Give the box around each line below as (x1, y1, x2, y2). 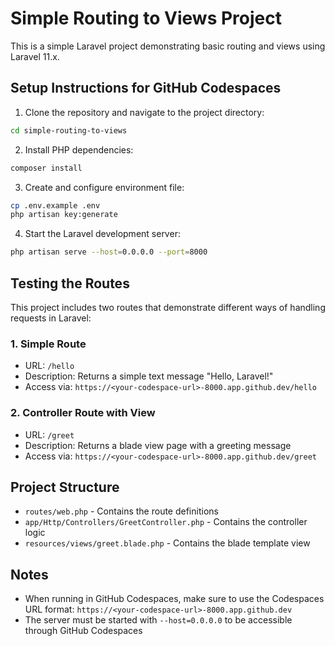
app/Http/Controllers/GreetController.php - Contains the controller (24, 516, 308, 528)
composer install (10, 163, 83, 173)
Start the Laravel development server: (24, 228, 181, 240)
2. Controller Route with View (10, 406, 156, 420)
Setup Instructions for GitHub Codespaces (10, 80, 282, 97)
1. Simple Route (10, 337, 87, 351)
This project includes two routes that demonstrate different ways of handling (10, 301, 326, 313)
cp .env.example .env (10, 200, 101, 211)
